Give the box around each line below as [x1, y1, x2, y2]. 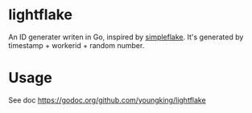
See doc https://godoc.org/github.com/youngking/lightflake [8, 95, 207, 105]
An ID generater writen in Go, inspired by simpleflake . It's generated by [8, 32, 244, 42]
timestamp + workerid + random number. [8, 40, 145, 50]
